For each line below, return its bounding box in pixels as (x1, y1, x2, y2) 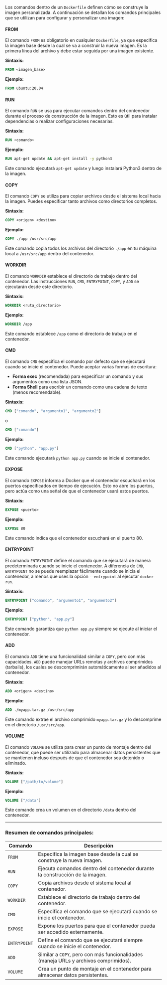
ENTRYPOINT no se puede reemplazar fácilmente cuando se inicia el (5, 568, 141, 574)
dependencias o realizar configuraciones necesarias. (5, 118, 114, 124)
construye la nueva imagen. (38, 857, 103, 864)
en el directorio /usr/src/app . (5, 721, 66, 727)
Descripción (83, 842, 113, 849)
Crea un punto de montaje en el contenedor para (38, 965, 152, 972)
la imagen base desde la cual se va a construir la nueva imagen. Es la (5, 42, 147, 49)
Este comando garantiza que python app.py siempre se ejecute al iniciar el (5, 626, 158, 632)
